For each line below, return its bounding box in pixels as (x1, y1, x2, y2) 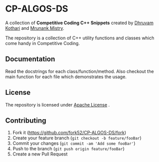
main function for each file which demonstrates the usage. (5, 74, 127, 80)
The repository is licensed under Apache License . (5, 101, 110, 107)
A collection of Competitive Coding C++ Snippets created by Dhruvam (5, 20, 154, 26)
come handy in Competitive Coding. (5, 40, 80, 46)
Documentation (5, 55, 56, 64)
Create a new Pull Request (12, 151, 68, 157)
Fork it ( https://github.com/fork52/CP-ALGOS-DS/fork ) (12, 130, 127, 136)
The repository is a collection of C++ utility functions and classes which (5, 35, 155, 41)
